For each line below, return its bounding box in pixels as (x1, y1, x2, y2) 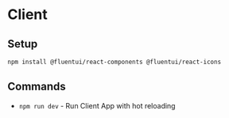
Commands (7, 80, 67, 93)
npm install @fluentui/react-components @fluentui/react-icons (7, 58, 222, 66)
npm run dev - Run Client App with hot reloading (18, 101, 176, 110)
